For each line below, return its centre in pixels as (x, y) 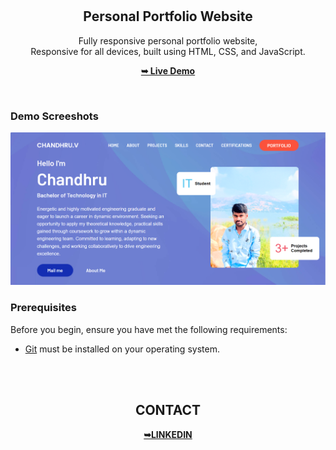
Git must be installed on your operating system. (122, 349)
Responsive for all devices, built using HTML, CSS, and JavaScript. (168, 51)
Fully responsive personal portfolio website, (168, 40)
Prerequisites (43, 308)
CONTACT (168, 410)
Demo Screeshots (54, 116)
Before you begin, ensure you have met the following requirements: (149, 329)
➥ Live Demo (168, 70)
